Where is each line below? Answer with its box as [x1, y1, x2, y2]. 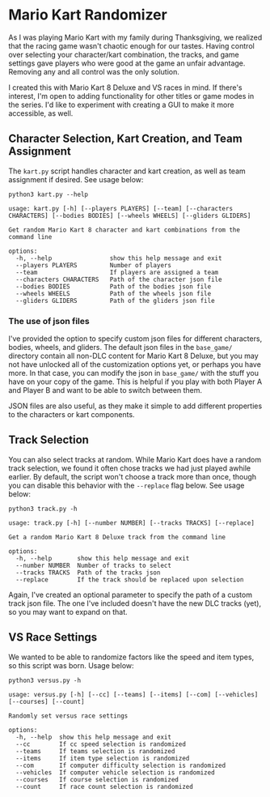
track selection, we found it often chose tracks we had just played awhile [8, 463, 251, 473]
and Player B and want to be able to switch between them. [8, 386, 203, 395]
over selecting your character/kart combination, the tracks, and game [8, 49, 240, 59]
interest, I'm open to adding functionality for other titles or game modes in [8, 91, 255, 100]
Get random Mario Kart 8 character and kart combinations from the [8, 225, 241, 234]
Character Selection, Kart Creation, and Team [8, 132, 243, 146]
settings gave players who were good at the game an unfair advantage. [8, 58, 246, 68]
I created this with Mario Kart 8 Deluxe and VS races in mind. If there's [8, 83, 243, 92]
